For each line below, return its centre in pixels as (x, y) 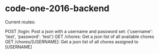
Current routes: (20, 22)
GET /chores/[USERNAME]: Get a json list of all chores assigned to (72, 41)
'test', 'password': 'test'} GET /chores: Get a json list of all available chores (80, 36)
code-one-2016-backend (57, 9)
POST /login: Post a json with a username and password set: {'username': (79, 31)
